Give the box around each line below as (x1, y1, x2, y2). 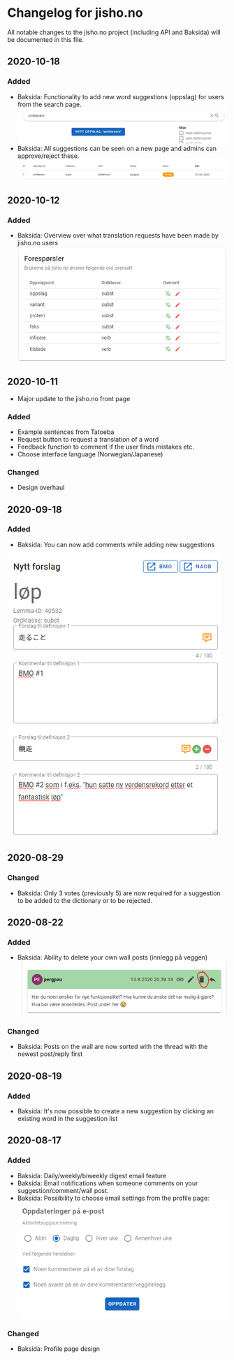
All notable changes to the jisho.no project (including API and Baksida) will (7, 28, 221, 36)
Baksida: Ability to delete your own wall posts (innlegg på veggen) (17, 953, 208, 962)
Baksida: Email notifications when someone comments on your (17, 1179, 198, 1187)
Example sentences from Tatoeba (17, 428, 115, 436)
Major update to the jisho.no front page (17, 394, 131, 403)
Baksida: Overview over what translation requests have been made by (17, 231, 219, 240)
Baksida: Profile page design (17, 1345, 100, 1353)
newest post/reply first (17, 1050, 83, 1058)
